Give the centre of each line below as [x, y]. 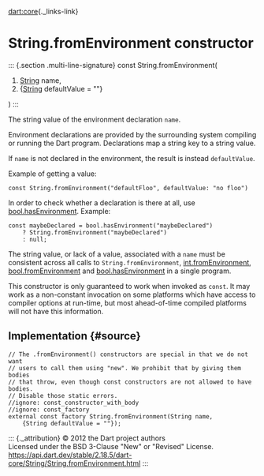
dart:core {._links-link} [43, 11]
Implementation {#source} [75, 336]
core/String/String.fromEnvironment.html [74, 463]
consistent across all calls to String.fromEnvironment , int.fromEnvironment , [130, 262]
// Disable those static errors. [63, 395]
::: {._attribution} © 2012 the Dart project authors [87, 438]
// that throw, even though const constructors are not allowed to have [130, 382]
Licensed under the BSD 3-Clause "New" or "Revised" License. [111, 446]
